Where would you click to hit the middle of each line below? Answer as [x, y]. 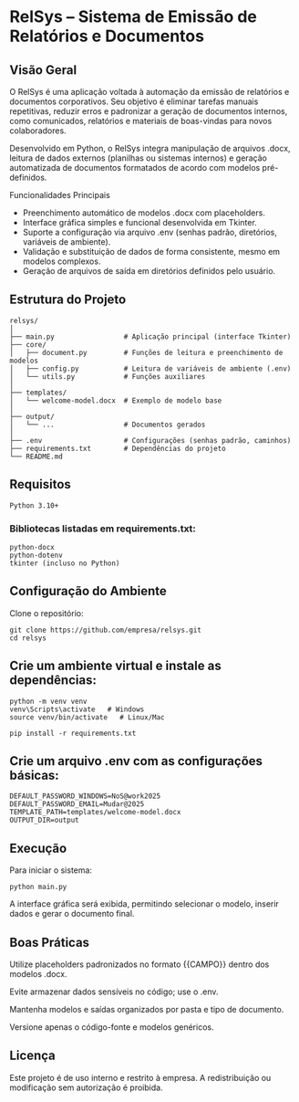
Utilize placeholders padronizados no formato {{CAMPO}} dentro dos [139, 964]
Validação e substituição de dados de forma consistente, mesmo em [151, 252]
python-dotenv [36, 555]
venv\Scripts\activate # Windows [77, 709]
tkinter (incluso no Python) [65, 563]
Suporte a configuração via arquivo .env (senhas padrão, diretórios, [150, 232]
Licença [33, 1056]
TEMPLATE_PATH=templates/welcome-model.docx [95, 813]
